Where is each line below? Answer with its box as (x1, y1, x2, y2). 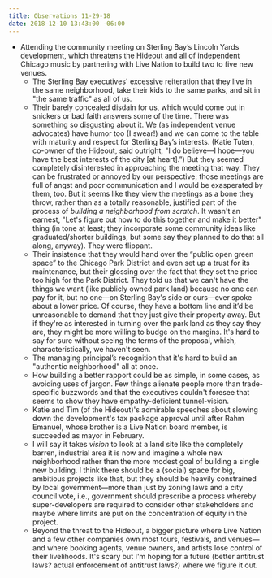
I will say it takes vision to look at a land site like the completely (32, 439, 244, 449)
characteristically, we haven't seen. (32, 344, 151, 354)
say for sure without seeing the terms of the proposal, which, (32, 335, 237, 345)
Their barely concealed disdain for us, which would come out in (32, 102, 245, 112)
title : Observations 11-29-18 (8, 11, 111, 20)
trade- (242, 379, 264, 389)
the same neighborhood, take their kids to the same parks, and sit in (32, 85, 261, 94)
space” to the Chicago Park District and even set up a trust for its (32, 258, 250, 267)
